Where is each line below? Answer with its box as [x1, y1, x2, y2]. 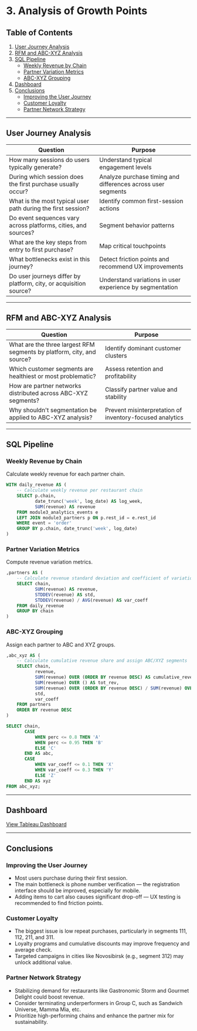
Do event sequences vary [9, 214, 80, 222]
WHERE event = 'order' [16, 520, 72, 526]
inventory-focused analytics [104, 413, 184, 422]
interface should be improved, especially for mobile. [14, 887, 141, 894]
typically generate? [9, 163, 62, 171]
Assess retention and [104, 364, 164, 373]
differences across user [99, 180, 165, 188]
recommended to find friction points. [14, 900, 104, 907]
